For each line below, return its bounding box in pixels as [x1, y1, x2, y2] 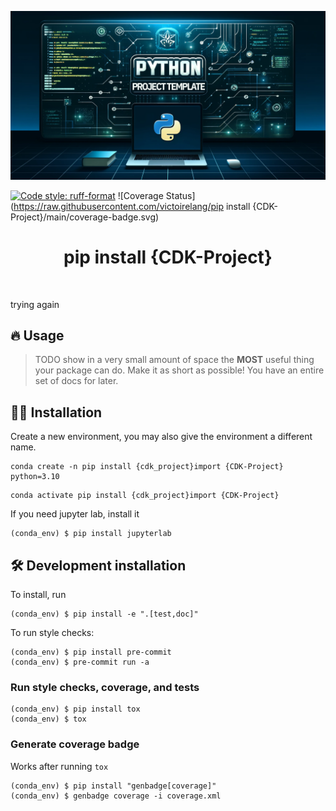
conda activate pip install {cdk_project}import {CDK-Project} [10, 491, 280, 501]
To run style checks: [10, 627, 95, 639]
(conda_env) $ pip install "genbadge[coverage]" [10, 781, 217, 791]
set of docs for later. [34, 375, 119, 387]
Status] [165, 189, 196, 201]
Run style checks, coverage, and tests [10, 681, 200, 695]
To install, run [10, 589, 67, 601]
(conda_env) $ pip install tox [10, 704, 141, 715]
